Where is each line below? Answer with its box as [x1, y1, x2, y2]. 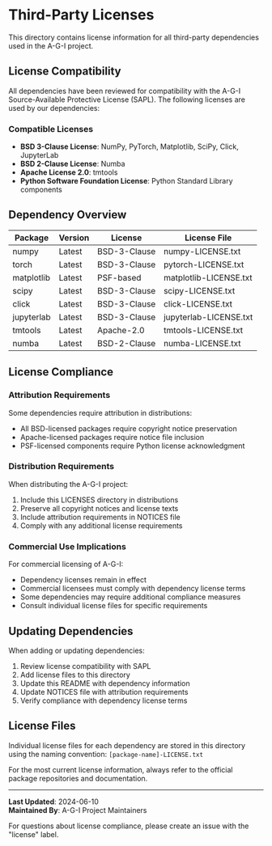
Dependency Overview [8, 208, 127, 222]
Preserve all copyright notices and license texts [19, 503, 179, 513]
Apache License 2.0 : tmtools [19, 167, 118, 177]
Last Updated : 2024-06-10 [8, 797, 100, 806]
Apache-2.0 [96, 324, 145, 336]
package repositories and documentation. [8, 773, 148, 783]
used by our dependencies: [8, 103, 100, 112]
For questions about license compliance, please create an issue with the [8, 821, 249, 831]
